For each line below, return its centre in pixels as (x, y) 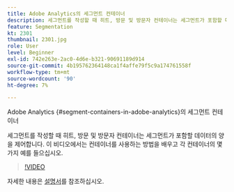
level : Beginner (31, 53)
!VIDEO (34, 167)
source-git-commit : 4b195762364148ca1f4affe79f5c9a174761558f (99, 66)
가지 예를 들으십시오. (35, 153)
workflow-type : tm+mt (39, 72)
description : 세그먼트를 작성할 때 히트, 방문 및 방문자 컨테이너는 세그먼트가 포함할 (115, 20)
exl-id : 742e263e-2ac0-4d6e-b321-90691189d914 (76, 59)
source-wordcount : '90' (42, 79)
